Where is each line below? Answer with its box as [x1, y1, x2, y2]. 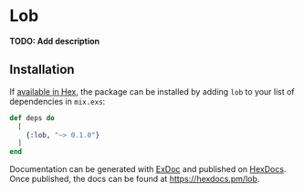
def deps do [9, 113, 55, 123]
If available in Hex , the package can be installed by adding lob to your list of [9, 86, 295, 96]
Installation [9, 62, 75, 77]
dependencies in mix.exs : [9, 96, 106, 107]
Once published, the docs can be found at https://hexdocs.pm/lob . [9, 174, 260, 185]
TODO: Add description [9, 36, 100, 46]
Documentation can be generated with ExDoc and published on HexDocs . [9, 164, 287, 175]
